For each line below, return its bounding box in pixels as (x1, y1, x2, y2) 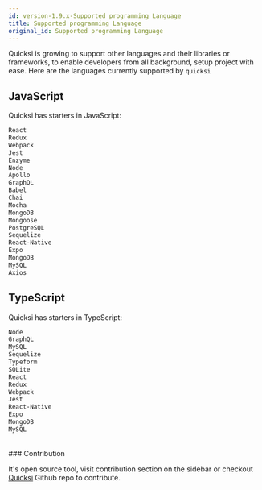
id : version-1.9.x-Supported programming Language (8, 11, 182, 20)
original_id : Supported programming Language (8, 27, 163, 35)
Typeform (8, 358, 38, 366)
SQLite (8, 365, 31, 373)
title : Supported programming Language (8, 19, 142, 27)
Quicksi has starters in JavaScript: (8, 110, 122, 121)
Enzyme (8, 156, 31, 164)
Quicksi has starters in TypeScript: (8, 312, 123, 322)
